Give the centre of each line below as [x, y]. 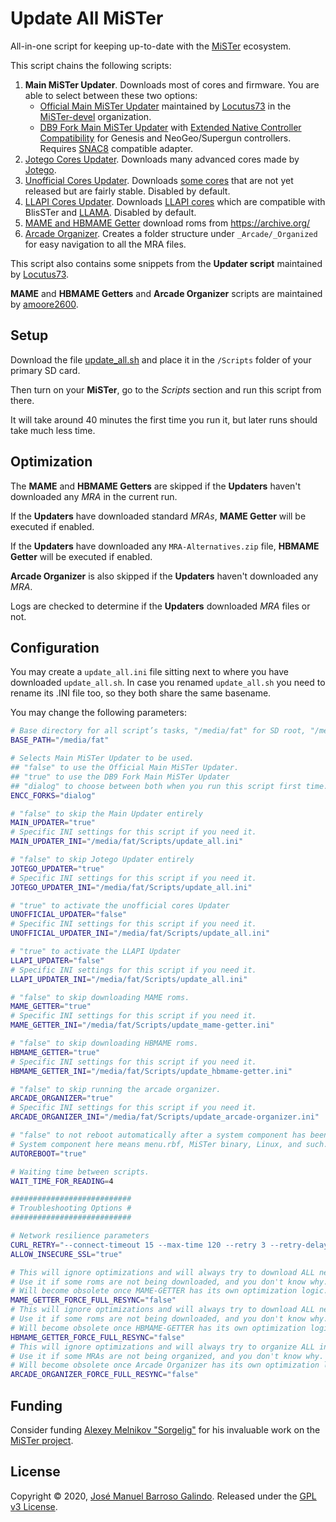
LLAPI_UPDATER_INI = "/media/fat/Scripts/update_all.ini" [129, 979]
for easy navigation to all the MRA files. [105, 244]
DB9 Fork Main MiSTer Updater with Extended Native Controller [170, 127]
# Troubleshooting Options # [71, 1208]
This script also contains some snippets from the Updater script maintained [166, 263]
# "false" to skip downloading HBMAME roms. [104, 1043]
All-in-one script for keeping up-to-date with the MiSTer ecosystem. [151, 46]
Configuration [55, 647]
